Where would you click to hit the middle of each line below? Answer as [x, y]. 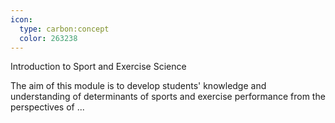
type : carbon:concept [64, 29]
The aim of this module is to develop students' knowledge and [138, 86]
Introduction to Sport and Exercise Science [98, 67]
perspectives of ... [47, 107]
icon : [21, 19]
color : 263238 [48, 38]
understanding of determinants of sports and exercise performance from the [168, 97]
